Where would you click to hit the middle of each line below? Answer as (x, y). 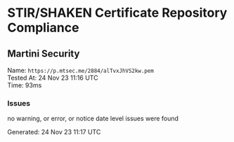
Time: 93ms (25, 85)
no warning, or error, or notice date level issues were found (93, 119)
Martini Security (44, 54)
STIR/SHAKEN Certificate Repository (117, 13)
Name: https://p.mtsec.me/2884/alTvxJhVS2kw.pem (81, 70)
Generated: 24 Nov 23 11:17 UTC (54, 132)
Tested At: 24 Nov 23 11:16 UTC (53, 78)
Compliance (43, 28)
